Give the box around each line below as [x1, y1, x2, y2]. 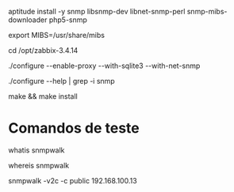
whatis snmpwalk [8, 145, 65, 155]
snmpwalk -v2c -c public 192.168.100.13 [8, 175, 137, 185]
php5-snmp [48, 15, 87, 24]
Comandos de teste [8, 119, 140, 137]
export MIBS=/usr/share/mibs [8, 31, 105, 40]
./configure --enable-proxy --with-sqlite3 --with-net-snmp [8, 61, 201, 70]
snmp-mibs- [186, 7, 228, 16]
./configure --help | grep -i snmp [8, 77, 115, 85]
